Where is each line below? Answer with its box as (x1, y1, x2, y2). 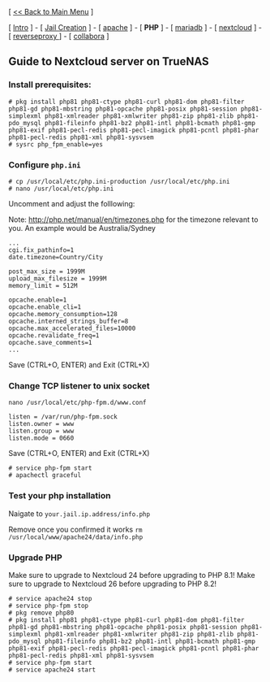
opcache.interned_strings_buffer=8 (8, 317, 129, 325)
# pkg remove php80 (8, 609, 75, 617)
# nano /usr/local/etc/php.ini (8, 185, 114, 193)
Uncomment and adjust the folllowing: (8, 198, 135, 208)
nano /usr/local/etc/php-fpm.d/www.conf (8, 398, 148, 407)
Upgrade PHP (8, 552, 62, 563)
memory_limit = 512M (8, 281, 79, 289)
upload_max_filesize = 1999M (8, 274, 107, 283)
